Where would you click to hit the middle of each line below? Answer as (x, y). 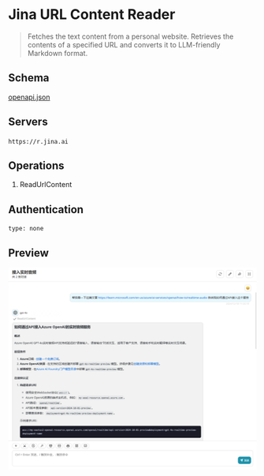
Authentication (46, 210)
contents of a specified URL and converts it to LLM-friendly (124, 44)
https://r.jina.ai (38, 141)
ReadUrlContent (46, 185)
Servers (28, 122)
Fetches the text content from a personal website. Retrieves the (130, 36)
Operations (36, 165)
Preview (29, 253)
